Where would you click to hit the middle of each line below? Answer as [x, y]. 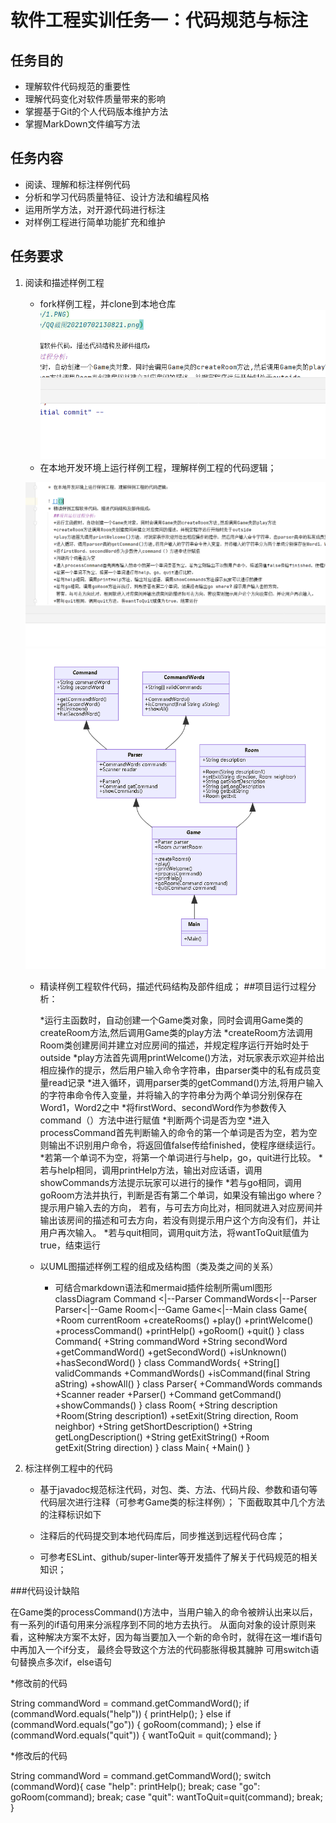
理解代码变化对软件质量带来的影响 [95, 99]
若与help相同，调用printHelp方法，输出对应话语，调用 [151, 1170]
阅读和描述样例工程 [64, 282]
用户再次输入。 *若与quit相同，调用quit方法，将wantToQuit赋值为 [174, 1233]
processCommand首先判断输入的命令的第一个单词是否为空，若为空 [178, 1133]
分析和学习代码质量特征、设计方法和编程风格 [117, 197]
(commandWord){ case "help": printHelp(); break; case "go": [135, 1787]
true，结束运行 [70, 1245]
